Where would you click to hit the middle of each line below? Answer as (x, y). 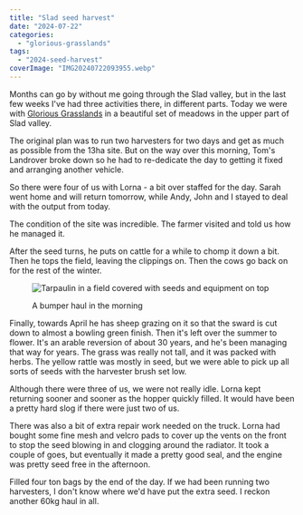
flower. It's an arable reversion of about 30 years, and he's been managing (148, 342)
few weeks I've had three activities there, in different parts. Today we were (148, 103)
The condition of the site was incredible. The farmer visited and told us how (150, 224)
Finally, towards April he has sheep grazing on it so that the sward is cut (143, 323)
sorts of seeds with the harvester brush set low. (98, 371)
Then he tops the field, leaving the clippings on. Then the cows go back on (149, 260)
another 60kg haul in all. (54, 500)
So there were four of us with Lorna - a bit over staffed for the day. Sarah (146, 187)
